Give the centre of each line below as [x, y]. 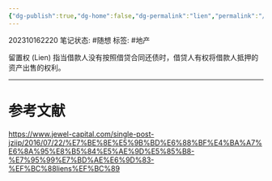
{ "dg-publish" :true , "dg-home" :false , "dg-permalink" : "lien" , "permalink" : [134, 16]
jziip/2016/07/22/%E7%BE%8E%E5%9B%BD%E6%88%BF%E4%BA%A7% [136, 142]
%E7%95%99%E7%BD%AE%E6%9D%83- [81, 160]
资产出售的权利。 [37, 67]
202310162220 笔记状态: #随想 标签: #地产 [79, 40]
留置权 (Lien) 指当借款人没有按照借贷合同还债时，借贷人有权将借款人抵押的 [134, 57]
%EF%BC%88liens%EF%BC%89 [64, 168]
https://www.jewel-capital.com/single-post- [81, 134]
